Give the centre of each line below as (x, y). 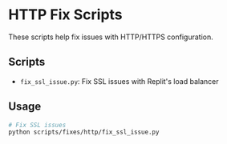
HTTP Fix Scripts (65, 15)
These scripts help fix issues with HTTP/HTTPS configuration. (111, 37)
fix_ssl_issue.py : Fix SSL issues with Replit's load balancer (119, 81)
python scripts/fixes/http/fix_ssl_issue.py (84, 132)
